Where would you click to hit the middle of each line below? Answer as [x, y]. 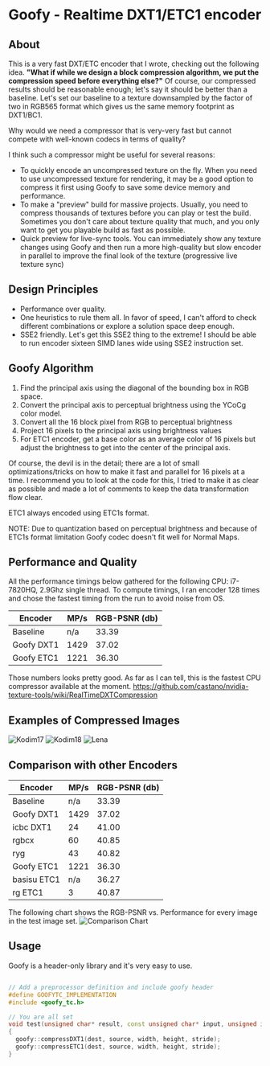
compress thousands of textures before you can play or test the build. [135, 213]
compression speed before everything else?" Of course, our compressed [132, 81]
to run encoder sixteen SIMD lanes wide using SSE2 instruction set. [131, 342]
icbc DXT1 [32, 827]
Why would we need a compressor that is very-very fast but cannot [120, 131]
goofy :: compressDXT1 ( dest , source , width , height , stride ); [118, 1039]
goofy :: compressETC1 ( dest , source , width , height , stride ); [118, 1047]
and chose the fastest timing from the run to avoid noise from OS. [117, 599]
